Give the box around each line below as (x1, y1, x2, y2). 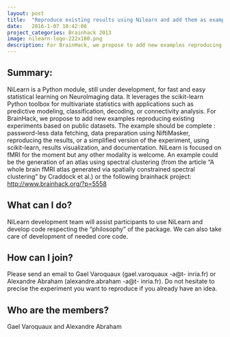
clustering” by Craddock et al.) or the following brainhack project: (7, 172, 192, 180)
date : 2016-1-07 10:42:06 (7, 23, 88, 29)
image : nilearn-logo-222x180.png (7, 36, 103, 42)
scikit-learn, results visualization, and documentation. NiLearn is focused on (7, 143, 222, 151)
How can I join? (7, 252, 73, 264)
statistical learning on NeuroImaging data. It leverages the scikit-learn (7, 92, 204, 100)
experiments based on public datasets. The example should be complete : (7, 121, 216, 130)
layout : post (7, 10, 44, 17)
